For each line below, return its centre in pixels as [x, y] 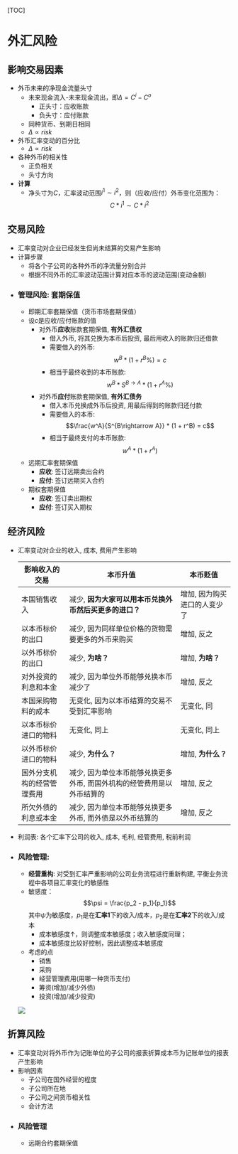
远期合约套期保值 [53, 1143]
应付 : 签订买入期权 [66, 507]
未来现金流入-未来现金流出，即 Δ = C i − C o [90, 97]
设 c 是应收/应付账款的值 [62, 321]
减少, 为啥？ [89, 658]
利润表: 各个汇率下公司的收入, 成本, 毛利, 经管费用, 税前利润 [104, 837]
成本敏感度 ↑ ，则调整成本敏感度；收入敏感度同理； [113, 934]
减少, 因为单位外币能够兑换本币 [121, 676]
